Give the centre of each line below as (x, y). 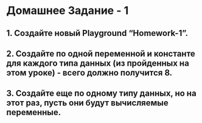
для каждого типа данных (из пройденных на (98, 63)
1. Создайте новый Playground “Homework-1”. (97, 33)
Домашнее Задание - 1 (68, 11)
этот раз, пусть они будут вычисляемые (87, 103)
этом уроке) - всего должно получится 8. (89, 73)
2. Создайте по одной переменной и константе (101, 53)
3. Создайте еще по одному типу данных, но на (101, 93)
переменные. (34, 112)
